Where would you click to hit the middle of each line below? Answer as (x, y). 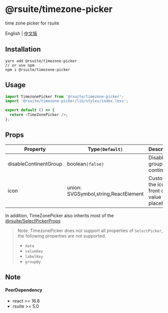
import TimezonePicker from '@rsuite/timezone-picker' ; (64, 96)
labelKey (34, 256)
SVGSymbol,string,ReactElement (105, 193)
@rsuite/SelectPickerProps (33, 220)
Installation (23, 49)
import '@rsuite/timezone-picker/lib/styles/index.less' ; (67, 101)
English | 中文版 (21, 33)
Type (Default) (105, 149)
